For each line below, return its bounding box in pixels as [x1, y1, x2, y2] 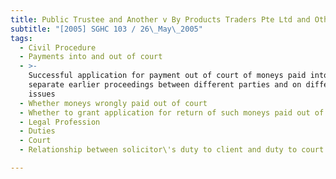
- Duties [19, 126, 56, 136]
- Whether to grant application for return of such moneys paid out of [19, 107, 325, 118]
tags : [10, 33, 33, 43]
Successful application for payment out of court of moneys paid [28, 71, 307, 81]
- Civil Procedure [19, 42, 97, 53]
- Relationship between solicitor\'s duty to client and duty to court [19, 145, 325, 155]
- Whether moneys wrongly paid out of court [19, 98, 208, 108]
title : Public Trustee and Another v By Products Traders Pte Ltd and [10, 14, 311, 25]
